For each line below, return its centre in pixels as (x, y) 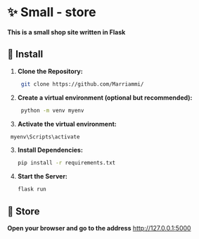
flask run (32, 189)
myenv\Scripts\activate (45, 137)
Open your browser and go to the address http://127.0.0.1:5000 (99, 228)
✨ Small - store (52, 12)
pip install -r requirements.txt (66, 163)
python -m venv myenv (52, 110)
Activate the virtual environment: (67, 124)
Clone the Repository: (50, 71)
